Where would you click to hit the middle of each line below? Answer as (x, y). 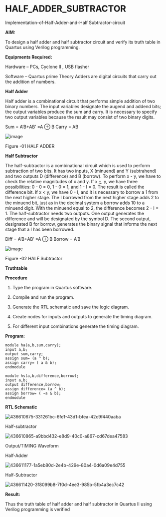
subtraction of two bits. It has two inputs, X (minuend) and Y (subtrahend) (81, 171)
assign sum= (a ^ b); (28, 358)
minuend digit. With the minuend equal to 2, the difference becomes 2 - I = (82, 208)
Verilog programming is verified (38, 509)
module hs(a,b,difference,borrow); (42, 376)
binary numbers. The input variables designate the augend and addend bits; (83, 106)
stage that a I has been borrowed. (40, 229)
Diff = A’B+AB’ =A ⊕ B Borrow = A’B (43, 239)
